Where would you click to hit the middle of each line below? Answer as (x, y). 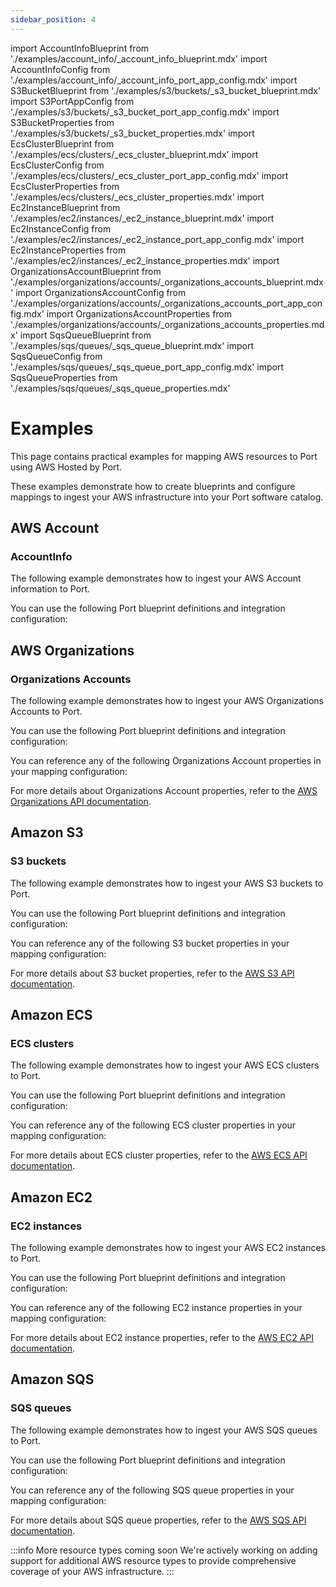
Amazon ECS (51, 1015)
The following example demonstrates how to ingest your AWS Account (156, 578)
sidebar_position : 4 (53, 19)
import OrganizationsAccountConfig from (101, 292)
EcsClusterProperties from (65, 186)
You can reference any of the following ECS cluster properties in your (153, 1125)
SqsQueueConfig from (56, 356)
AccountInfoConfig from (60, 69)
